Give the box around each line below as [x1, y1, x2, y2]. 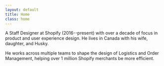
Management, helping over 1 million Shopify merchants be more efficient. [5, 56, 155, 62]
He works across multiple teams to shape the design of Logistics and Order [5, 50, 160, 56]
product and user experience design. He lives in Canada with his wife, [5, 35, 148, 41]
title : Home [5, 12, 30, 17]
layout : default [5, 7, 39, 12]
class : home [5, 16, 30, 21]
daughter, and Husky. [5, 41, 49, 47]
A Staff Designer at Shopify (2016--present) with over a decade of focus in [5, 30, 158, 36]
